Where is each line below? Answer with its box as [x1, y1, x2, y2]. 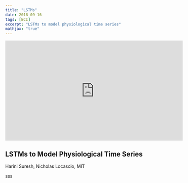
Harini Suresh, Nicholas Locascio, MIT [5, 163, 85, 169]
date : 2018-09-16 [5, 12, 42, 17]
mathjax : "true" [5, 26, 40, 32]
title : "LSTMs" [5, 7, 37, 13]
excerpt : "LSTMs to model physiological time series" [5, 21, 122, 27]
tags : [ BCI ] [5, 17, 30, 22]
